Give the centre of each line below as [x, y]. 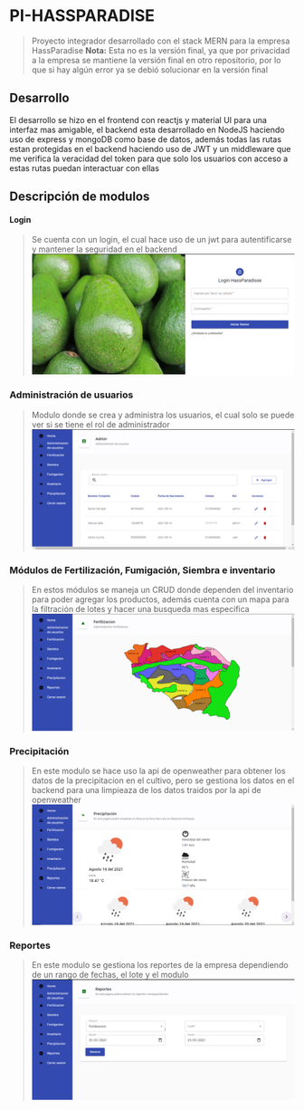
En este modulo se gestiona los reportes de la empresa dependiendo [160, 964]
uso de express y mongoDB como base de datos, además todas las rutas [146, 139]
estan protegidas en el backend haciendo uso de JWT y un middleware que [150, 148]
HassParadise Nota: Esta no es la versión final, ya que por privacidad [161, 50]
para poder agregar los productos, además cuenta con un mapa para [160, 599]
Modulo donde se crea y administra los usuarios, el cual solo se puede [163, 415]
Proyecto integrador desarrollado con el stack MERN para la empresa [161, 41]
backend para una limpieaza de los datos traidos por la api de [147, 790]
